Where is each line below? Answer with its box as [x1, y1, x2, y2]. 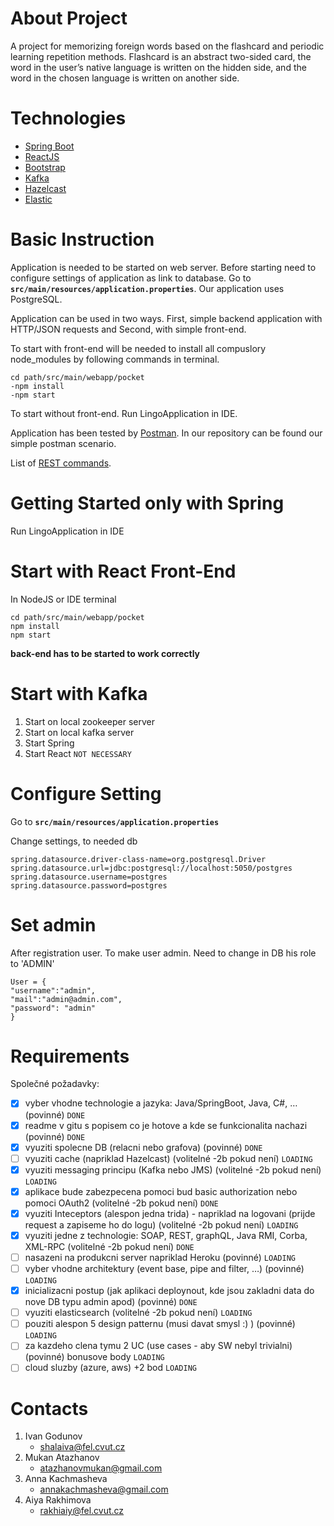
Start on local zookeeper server [24, 715, 156, 727]
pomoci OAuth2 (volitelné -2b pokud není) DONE [24, 1197, 219, 1209]
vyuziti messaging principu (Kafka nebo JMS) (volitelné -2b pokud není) [24, 1163, 322, 1176]
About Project [10, 7, 128, 30]
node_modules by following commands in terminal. [10, 353, 220, 365]
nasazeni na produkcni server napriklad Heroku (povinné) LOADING [24, 1251, 296, 1263]
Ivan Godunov [24, 1430, 83, 1442]
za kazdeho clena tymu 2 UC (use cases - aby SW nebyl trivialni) [24, 1340, 293, 1352]
